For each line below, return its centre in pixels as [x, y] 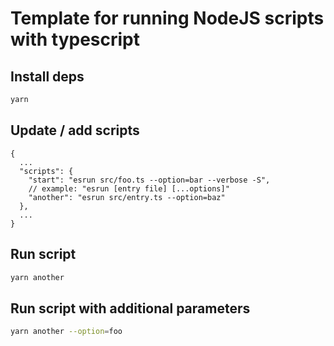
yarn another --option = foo [66, 332]
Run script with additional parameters [130, 308]
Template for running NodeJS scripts [167, 18]
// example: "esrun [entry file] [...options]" [129, 188]
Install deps [47, 76]
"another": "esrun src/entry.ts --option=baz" [127, 197]
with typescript [75, 39]
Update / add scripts [75, 130]
